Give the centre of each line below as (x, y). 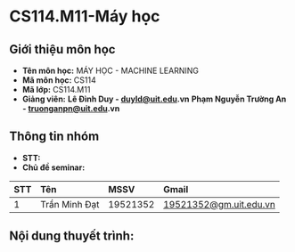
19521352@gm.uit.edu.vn (220, 204)
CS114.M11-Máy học (85, 16)
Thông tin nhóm (54, 137)
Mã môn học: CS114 (59, 80)
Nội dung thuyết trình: (72, 236)
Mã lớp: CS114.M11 (56, 89)
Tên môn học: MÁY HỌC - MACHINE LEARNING (110, 70)
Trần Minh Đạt (70, 204)
